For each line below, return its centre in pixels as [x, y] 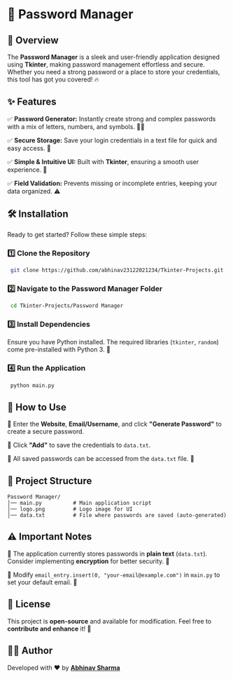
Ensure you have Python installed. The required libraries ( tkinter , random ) [113, 342]
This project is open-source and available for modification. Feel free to [110, 621]
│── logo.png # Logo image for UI [70, 509]
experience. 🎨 [27, 169]
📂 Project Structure [50, 481]
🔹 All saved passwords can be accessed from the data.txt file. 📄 [101, 459]
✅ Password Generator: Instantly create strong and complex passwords [112, 119]
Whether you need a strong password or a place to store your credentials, [114, 72]
